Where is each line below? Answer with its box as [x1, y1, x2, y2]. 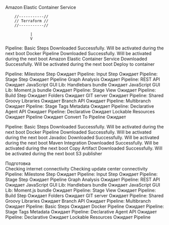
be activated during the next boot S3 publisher [5, 151, 102, 156]
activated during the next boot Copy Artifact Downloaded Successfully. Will [5, 145, 163, 151]
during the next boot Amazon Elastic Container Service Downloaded [5, 56, 148, 62]
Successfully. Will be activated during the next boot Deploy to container [5, 61, 155, 67]
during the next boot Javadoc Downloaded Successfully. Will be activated [5, 134, 159, 141]
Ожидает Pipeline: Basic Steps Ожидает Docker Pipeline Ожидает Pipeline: [5, 203, 164, 209]
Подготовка [5, 160, 31, 166]
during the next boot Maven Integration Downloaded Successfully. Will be [5, 140, 159, 146]
